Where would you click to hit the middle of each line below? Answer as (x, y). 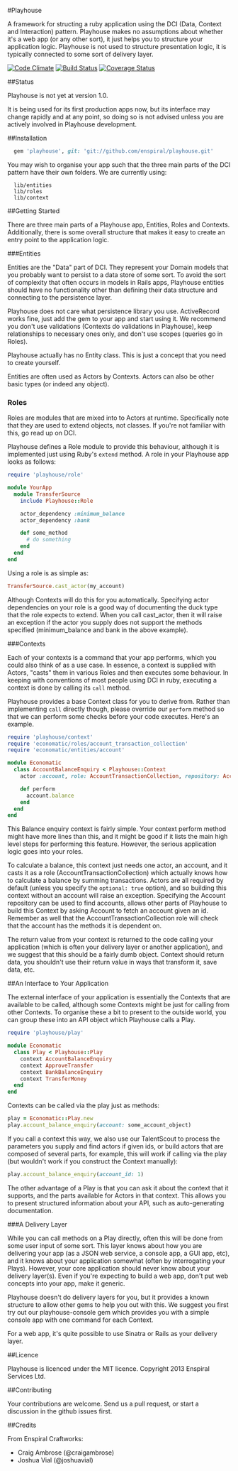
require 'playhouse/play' (45, 1033)
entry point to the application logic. (58, 239)
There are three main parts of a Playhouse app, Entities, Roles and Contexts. (119, 224)
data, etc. (21, 970)
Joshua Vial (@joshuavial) (55, 1460)
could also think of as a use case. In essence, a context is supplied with (112, 665)
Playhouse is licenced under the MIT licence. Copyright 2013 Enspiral (109, 1368)
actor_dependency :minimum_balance (73, 514)
